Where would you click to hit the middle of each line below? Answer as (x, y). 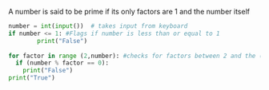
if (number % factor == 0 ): (62, 63)
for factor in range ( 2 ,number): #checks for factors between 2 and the (132, 56)
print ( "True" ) (32, 78)
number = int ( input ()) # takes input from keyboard (98, 26)
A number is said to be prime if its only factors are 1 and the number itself (129, 12)
